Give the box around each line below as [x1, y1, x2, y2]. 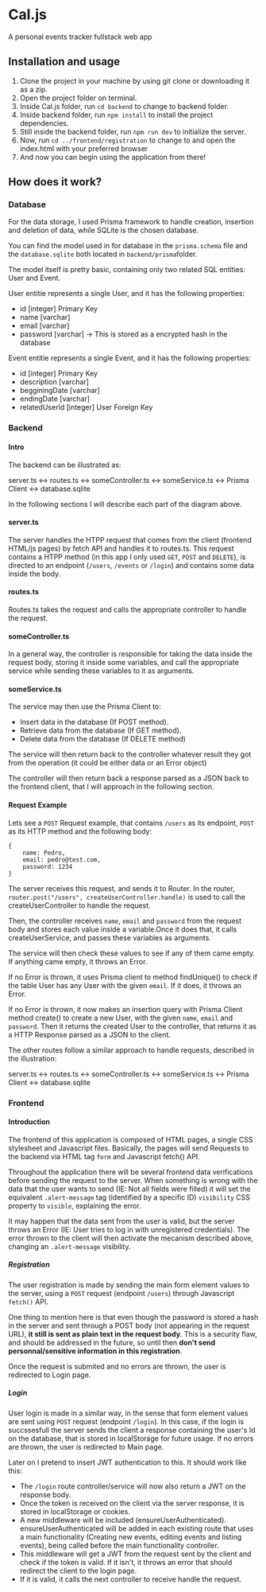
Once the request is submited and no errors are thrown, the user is [8, 1361, 226, 1371]
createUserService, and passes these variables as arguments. [8, 932, 212, 942]
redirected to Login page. [8, 1370, 91, 1380]
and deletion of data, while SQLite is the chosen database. [8, 225, 199, 235]
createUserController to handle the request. [8, 901, 151, 910]
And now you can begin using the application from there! [19, 152, 206, 162]
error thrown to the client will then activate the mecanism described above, [8, 1233, 254, 1243]
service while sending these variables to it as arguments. [8, 666, 195, 675]
